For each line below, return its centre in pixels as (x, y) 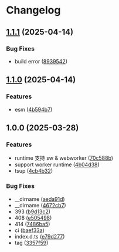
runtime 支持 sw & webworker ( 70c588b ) (64, 158)
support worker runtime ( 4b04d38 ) (57, 164)
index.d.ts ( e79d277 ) (40, 236)
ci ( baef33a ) (30, 230)
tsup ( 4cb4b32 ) (34, 171)
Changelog (33, 10)
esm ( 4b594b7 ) (33, 109)
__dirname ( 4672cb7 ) (40, 205)
